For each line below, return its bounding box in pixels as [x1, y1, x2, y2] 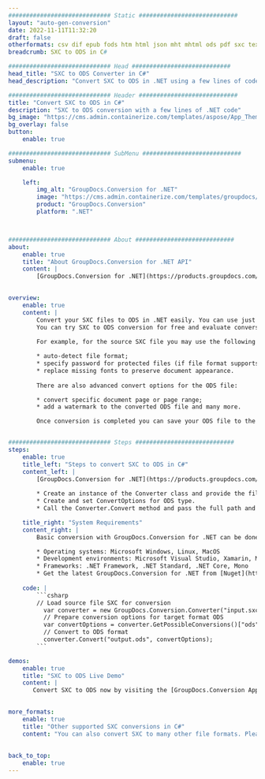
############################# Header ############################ [8, 91, 238, 99]
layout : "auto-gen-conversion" [8, 19, 111, 27]
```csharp [36, 591, 69, 599]
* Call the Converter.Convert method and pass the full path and [36, 505, 256, 512]
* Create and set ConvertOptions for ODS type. [36, 498, 196, 505]
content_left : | [22, 468, 77, 475]
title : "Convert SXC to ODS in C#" [8, 99, 125, 106]
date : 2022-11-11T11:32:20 [8, 26, 97, 34]
